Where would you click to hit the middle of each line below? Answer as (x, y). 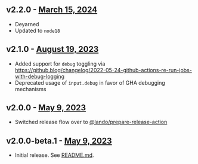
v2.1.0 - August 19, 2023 (52, 49)
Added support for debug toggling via (60, 64)
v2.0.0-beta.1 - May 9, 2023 (59, 140)
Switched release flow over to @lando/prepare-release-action (91, 122)
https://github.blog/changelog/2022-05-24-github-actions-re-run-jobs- (103, 70)
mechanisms (30, 89)
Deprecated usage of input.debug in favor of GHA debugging (90, 82)
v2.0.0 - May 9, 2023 (46, 108)
